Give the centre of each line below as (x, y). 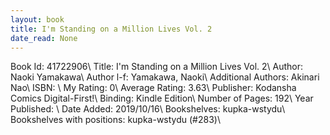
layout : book (37, 19)
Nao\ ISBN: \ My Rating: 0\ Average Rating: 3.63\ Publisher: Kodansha (153, 88)
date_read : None (44, 38)
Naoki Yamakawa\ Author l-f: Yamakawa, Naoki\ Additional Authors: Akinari (165, 77)
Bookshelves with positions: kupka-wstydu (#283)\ (115, 120)
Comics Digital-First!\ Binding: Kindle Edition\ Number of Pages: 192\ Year (162, 98)
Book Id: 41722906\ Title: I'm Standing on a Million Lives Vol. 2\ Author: (157, 67)
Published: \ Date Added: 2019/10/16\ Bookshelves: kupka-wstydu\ (148, 109)
